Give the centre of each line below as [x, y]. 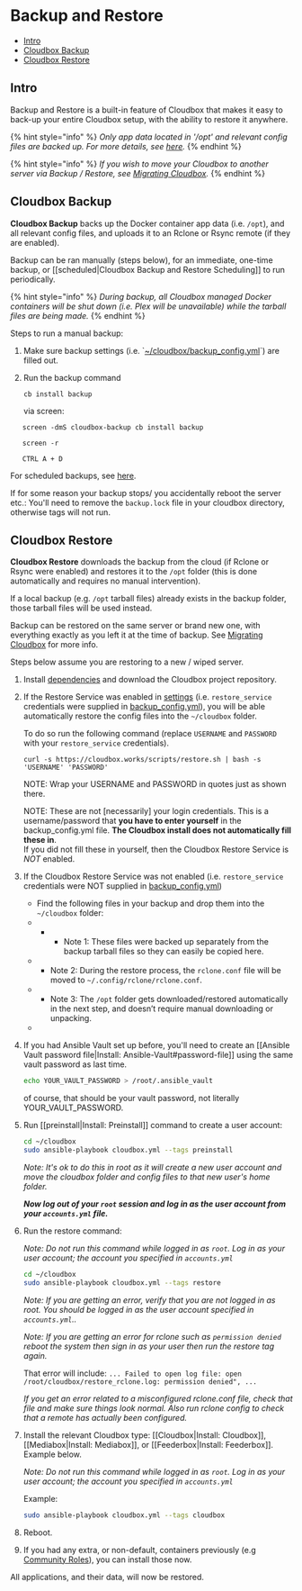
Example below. [52, 1454]
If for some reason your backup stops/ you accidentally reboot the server [146, 493]
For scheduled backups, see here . [73, 475]
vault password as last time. [75, 1064]
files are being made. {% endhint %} [78, 315]
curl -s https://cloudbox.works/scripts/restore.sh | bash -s [142, 760]
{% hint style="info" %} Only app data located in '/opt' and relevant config [149, 137]
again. [35, 1355]
